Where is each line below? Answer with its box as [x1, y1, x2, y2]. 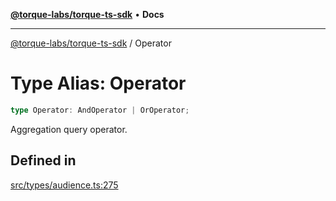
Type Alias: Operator [10, 72, 187, 95]
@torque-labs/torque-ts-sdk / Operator [10, 37, 172, 49]
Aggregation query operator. [10, 123, 128, 135]
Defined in [10, 152, 77, 169]
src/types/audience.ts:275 [10, 179, 119, 191]
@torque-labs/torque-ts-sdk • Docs [10, 9, 165, 20]
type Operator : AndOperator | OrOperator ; [10, 105, 190, 115]
